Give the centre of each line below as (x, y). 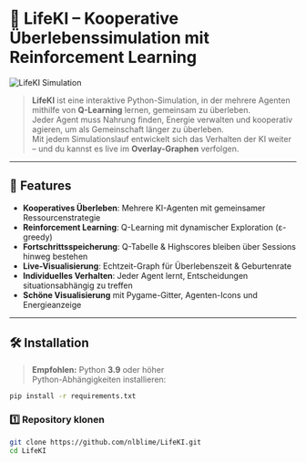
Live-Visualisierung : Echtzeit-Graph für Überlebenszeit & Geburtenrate (157, 266)
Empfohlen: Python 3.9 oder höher (98, 369)
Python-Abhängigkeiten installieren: (99, 379)
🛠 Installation (49, 343)
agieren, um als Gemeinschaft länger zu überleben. (128, 129)
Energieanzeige (52, 304)
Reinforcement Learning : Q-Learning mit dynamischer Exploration (148, 227)
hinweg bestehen (55, 256)
